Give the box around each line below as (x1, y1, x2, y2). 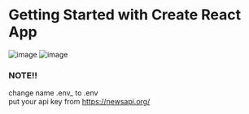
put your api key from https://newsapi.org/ (8, 97, 151, 107)
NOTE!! (8, 70, 38, 81)
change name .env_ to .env (8, 88, 98, 98)
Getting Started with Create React (8, 6, 242, 24)
